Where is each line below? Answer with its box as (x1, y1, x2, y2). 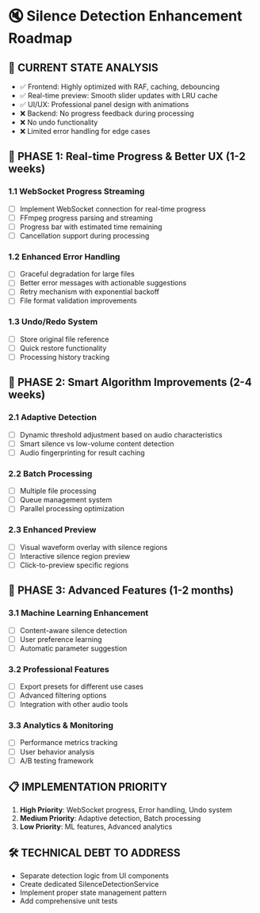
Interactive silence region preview (19, 551, 131, 560)
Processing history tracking (19, 352, 110, 361)
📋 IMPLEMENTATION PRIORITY (8, 781, 168, 794)
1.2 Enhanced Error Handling (8, 251, 120, 262)
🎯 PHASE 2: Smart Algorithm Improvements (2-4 (8, 376, 252, 389)
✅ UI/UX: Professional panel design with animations (19, 100, 189, 109)
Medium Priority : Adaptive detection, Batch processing (19, 814, 201, 823)
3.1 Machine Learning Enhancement (8, 608, 149, 619)
